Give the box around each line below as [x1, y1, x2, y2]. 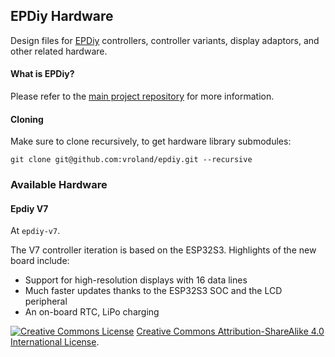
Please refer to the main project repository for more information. [10, 90, 275, 103]
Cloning [10, 113, 44, 125]
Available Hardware [10, 178, 108, 192]
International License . [10, 336, 100, 348]
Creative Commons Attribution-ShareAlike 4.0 [136, 325, 325, 338]
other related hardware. [10, 45, 108, 57]
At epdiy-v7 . [10, 225, 61, 237]
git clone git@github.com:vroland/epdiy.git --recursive [10, 155, 253, 165]
